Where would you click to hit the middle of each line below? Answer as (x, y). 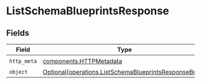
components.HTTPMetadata (83, 61)
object (19, 72)
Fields (18, 33)
